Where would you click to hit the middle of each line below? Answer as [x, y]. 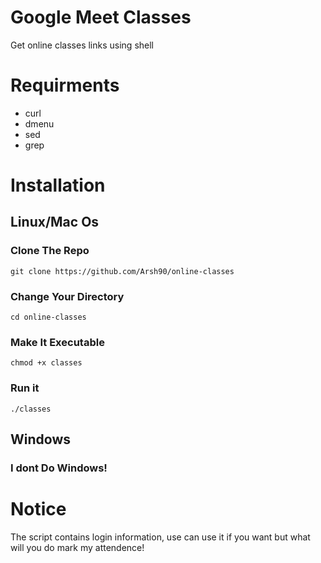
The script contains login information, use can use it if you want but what [160, 537]
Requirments [65, 85]
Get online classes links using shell [82, 45]
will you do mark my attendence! [77, 547]
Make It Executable [57, 342]
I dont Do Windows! [59, 468]
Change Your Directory [67, 296]
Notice [38, 509]
